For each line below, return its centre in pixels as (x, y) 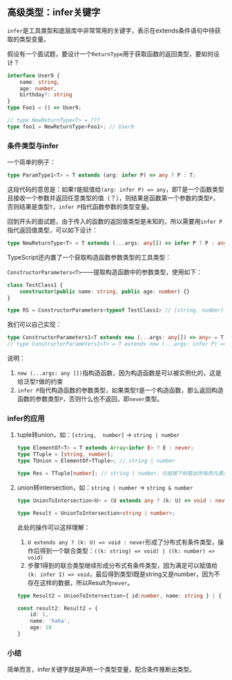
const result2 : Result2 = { (57, 608)
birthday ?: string (46, 95)
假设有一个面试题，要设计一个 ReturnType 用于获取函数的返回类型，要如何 (110, 53)
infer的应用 (26, 419)
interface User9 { (33, 75)
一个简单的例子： (31, 162)
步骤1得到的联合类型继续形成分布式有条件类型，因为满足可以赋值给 (123, 565)
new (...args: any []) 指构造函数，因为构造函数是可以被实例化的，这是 (119, 373)
